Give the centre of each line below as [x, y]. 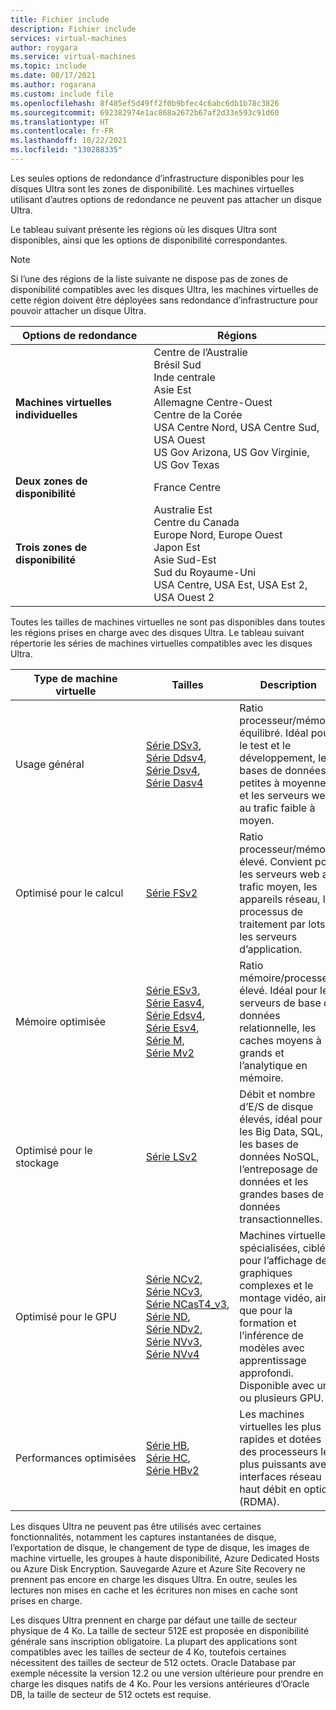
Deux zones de [51, 481]
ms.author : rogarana [53, 85]
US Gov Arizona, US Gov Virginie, [231, 452]
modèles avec [272, 1348]
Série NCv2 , [174, 1279]
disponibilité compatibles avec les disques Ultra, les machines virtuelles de [164, 289]
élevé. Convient [276, 861]
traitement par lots [282, 924]
